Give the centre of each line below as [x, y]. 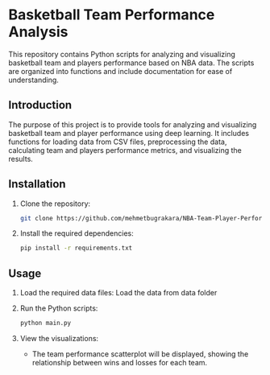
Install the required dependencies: [77, 233]
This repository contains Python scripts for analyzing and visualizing [122, 54]
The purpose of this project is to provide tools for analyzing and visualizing [133, 124]
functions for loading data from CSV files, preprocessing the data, [118, 142]
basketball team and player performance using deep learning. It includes [129, 133]
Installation [37, 184]
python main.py [46, 323]
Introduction [40, 105]
